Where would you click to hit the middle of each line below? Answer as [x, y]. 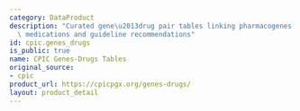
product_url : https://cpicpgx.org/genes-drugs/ [100, 84]
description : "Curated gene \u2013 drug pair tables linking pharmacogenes [151, 26]
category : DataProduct [52, 17]
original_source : [42, 68]
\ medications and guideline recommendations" [106, 34]
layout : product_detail [54, 92]
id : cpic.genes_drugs [50, 43]
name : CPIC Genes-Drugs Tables [68, 59]
